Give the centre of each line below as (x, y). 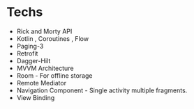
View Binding (36, 97)
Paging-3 (30, 46)
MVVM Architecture (45, 68)
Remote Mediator (42, 83)
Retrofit (27, 53)
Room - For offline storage (54, 75)
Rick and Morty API (44, 31)
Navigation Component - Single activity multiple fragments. (102, 90)
